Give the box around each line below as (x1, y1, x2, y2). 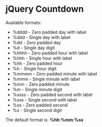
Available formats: (5, 20, 42, 25)
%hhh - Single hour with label (12, 55, 72, 61)
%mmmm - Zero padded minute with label (12, 71, 98, 76)
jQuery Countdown (5, 3, 84, 15)
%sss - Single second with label (12, 97, 77, 102)
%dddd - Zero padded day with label (12, 29, 86, 35)
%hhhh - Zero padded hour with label (12, 50, 88, 56)
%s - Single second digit (12, 107, 62, 113)
